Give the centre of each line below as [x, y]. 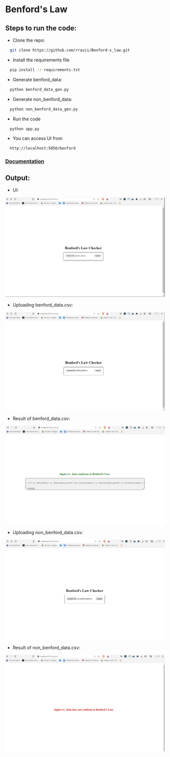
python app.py [25, 129]
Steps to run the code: [41, 28]
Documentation [25, 161]
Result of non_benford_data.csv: [46, 648]
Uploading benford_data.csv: [43, 305]
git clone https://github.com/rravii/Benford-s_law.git [70, 50]
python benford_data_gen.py [39, 89]
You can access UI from [37, 139]
